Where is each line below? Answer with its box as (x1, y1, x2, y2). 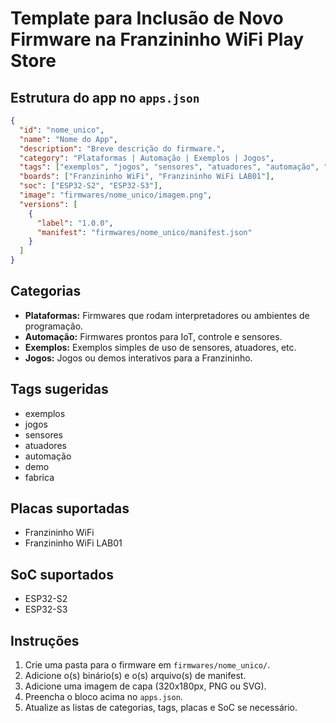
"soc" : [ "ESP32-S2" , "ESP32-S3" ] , (19, 181, 163, 191)
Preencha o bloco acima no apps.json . (24, 691, 183, 703)
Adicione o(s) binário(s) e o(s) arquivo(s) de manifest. (24, 670, 247, 682)
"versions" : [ (19, 199, 78, 209)
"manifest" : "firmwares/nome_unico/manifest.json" (36, 227, 253, 237)
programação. (24, 320, 84, 332)
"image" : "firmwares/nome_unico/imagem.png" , (19, 190, 213, 200)
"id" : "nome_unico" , (19, 125, 105, 135)
